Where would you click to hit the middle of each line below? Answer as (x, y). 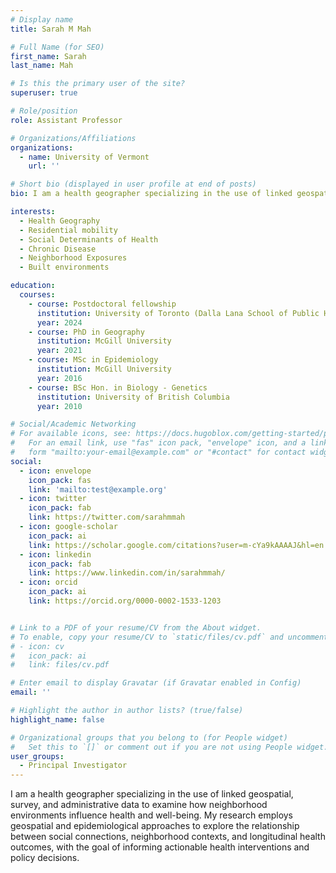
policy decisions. (45, 858)
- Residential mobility (68, 230)
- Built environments (64, 267)
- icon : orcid (48, 582)
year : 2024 (59, 322)
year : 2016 (59, 378)
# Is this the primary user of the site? (98, 84)
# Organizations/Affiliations (73, 138)
